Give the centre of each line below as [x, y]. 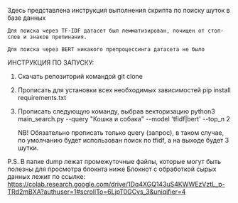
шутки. [28, 148]
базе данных [27, 18]
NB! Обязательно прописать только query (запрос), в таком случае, [121, 133]
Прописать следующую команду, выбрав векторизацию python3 [116, 111]
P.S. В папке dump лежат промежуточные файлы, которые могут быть [114, 161]
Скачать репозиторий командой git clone [80, 76]
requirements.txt [42, 98]
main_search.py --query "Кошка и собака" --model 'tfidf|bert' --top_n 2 [124, 119]
